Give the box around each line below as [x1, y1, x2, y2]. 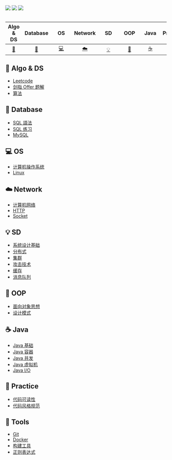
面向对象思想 [12, 303, 40, 309]
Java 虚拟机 [12, 361, 38, 367]
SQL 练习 [12, 126, 32, 132]
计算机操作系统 [12, 164, 45, 170]
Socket [12, 213, 28, 219]
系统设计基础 [12, 242, 40, 248]
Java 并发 [12, 355, 34, 361]
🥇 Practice [5, 382, 39, 390]
